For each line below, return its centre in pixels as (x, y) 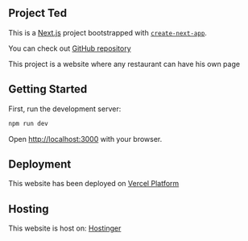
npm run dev (28, 123)
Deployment (40, 164)
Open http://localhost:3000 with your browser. (85, 139)
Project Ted (37, 13)
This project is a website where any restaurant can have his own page (124, 64)
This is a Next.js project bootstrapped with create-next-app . (108, 32)
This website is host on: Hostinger (65, 228)
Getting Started (48, 89)
